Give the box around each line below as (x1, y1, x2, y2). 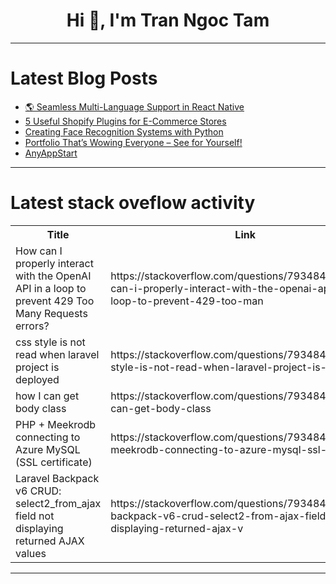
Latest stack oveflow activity (10, 192, 256, 214)
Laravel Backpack (15, 471, 100, 485)
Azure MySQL (15, 442, 81, 456)
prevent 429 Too (15, 294, 95, 308)
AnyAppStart (24, 147, 78, 159)
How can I (15, 244, 63, 258)
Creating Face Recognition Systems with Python (24, 125, 224, 138)
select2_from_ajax (15, 496, 102, 510)
